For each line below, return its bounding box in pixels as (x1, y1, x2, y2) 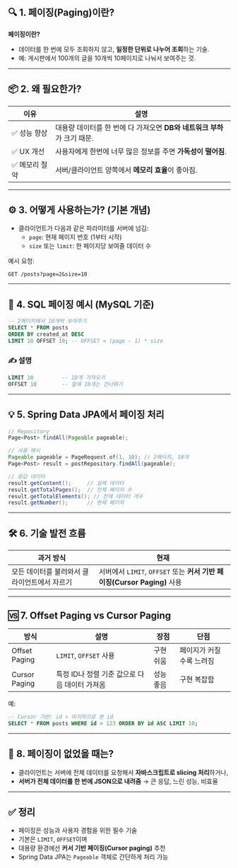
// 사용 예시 (8, 447, 41, 454)
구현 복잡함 (179, 674, 215, 684)
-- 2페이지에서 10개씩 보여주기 (8, 317, 87, 325)
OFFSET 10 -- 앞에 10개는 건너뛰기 (8, 380, 123, 387)
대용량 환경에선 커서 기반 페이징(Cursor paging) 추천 (18, 844, 166, 852)
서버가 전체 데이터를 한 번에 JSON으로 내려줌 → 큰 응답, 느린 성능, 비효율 (18, 777, 218, 785)
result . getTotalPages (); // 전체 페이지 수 (8, 486, 133, 493)
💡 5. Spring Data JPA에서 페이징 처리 (8, 409, 165, 421)
